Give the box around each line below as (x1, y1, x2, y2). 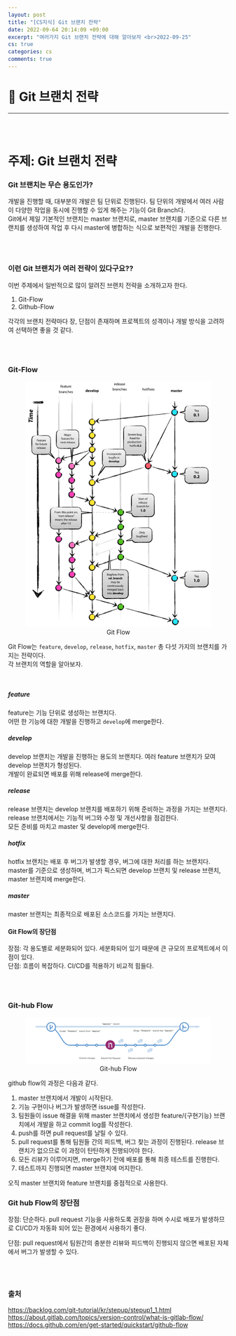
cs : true (8, 41, 34, 48)
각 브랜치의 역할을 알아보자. (8, 660, 83, 668)
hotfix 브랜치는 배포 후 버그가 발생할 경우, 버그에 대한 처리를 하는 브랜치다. (8, 858, 211, 866)
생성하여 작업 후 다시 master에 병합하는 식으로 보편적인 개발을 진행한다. (26, 223, 223, 232)
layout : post (8, 11, 46, 18)
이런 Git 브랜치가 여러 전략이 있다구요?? (8, 263, 134, 273)
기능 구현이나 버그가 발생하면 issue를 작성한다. (18, 1103, 146, 1111)
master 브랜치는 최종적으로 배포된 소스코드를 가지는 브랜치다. (8, 910, 176, 918)
